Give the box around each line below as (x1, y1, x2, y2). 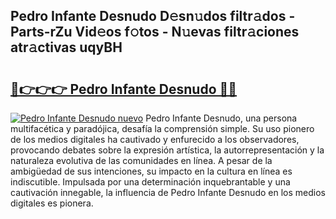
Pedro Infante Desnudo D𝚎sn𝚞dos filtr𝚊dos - (10, 8, 296, 25)
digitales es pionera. (10, 197, 94, 209)
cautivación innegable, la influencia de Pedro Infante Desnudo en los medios (10, 187, 326, 198)
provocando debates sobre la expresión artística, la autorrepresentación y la (10, 144, 325, 156)
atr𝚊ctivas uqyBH (10, 39, 123, 56)
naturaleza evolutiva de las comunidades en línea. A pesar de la (10, 155, 273, 166)
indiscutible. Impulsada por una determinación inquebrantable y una (10, 176, 291, 188)
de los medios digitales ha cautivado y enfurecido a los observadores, (10, 134, 300, 145)
